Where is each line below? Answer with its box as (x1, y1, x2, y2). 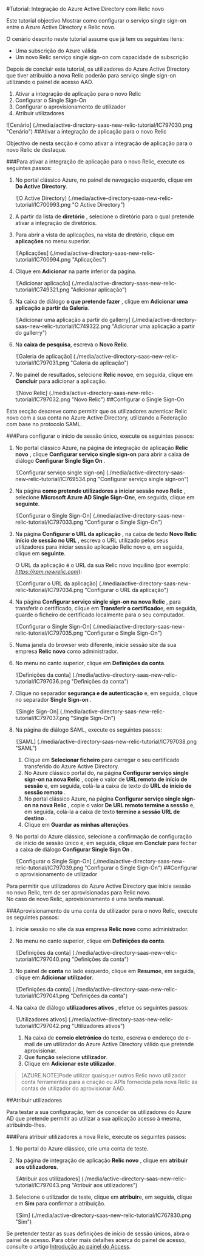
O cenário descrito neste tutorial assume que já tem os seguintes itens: (6, 35, 184, 42)
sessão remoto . (24, 789, 66, 796)
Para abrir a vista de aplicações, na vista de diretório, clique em (15, 231, 174, 238)
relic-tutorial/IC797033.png (15, 518, 84, 526)
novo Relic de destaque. (6, 146, 67, 153)
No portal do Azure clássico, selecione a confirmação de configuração (15, 833, 192, 840)
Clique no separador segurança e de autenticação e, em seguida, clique (15, 690, 198, 697)
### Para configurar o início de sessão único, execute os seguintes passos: (6, 432, 194, 440)
